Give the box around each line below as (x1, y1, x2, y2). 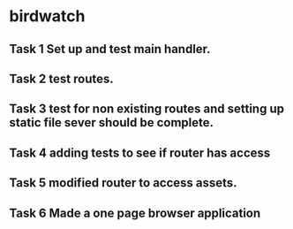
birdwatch (9, 6, 86, 27)
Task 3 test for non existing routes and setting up (9, 102, 285, 117)
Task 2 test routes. (9, 71, 114, 86)
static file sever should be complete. (9, 115, 214, 130)
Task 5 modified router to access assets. (9, 175, 237, 191)
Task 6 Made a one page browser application (9, 205, 261, 220)
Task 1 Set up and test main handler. (9, 42, 211, 57)
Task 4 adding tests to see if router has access (9, 145, 271, 160)
